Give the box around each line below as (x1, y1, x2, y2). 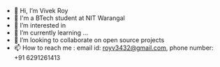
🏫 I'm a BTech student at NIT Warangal (13, 14, 126, 22)
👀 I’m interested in (13, 21, 66, 29)
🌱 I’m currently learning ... (13, 28, 89, 37)
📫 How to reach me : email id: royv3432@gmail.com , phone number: (13, 44, 214, 52)
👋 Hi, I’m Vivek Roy (13, 7, 68, 15)
